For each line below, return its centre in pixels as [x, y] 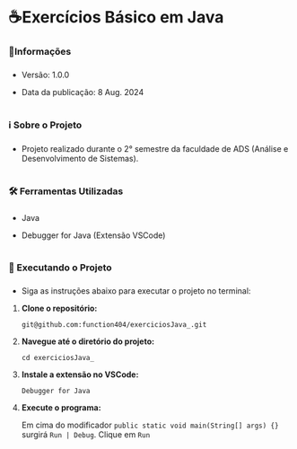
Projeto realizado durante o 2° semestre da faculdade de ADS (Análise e [155, 149]
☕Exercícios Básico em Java [116, 18]
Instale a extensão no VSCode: [80, 374]
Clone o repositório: [59, 308]
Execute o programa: [61, 408]
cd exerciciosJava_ [58, 358]
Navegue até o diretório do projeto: [87, 341]
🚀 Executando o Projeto [61, 268]
